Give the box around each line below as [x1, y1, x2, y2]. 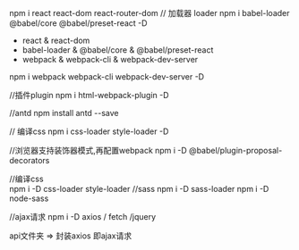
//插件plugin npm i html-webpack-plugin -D [9, 90, 169, 100]
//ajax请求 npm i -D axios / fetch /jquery [9, 212, 157, 221]
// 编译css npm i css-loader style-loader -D [9, 126, 169, 137]
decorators [9, 155, 50, 165]
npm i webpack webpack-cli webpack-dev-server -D [9, 71, 204, 82]
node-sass [9, 193, 49, 204]
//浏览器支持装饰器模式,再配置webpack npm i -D [9, 146, 188, 155]
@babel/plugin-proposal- [189, 146, 283, 155]
